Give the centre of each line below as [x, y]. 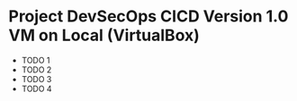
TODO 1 [36, 60]
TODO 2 [36, 70]
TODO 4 [36, 88]
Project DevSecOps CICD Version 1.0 [148, 17]
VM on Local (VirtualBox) [104, 35]
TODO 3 [36, 79]
